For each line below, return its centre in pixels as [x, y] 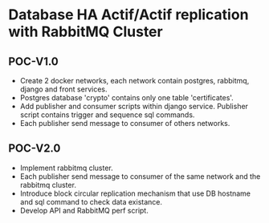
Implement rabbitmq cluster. [67, 168]
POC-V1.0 [33, 61]
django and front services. [63, 89]
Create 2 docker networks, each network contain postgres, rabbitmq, [134, 81]
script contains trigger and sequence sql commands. [107, 115]
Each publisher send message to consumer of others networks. [125, 123]
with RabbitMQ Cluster [86, 32]
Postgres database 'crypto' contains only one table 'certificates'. [127, 97]
